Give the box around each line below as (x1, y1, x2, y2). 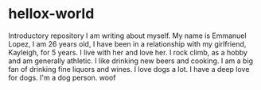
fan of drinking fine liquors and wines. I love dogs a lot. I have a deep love (8, 64, 250, 73)
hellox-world (8, 5, 95, 23)
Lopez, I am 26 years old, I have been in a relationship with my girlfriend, (8, 39, 247, 48)
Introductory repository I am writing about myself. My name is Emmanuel (8, 31, 247, 40)
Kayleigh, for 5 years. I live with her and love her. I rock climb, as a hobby (8, 47, 248, 57)
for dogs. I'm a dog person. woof (8, 73, 116, 82)
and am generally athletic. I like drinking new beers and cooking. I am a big (8, 56, 253, 66)
